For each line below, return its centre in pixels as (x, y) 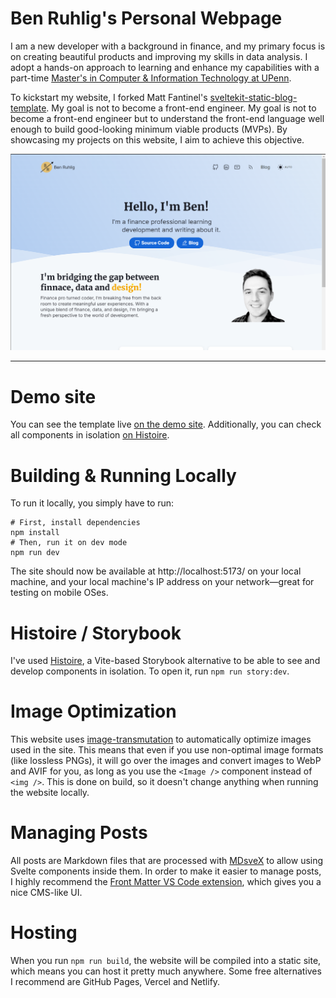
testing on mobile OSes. (59, 593)
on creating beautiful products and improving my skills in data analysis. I (159, 56)
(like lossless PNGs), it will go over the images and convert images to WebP (166, 761)
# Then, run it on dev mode (69, 543)
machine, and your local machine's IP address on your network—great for (162, 582)
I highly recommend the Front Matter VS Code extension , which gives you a (166, 882)
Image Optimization (93, 711)
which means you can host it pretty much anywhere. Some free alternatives (166, 971)
